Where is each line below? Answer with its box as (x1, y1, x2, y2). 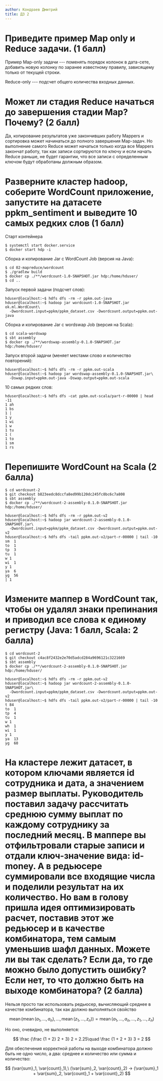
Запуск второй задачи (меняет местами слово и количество (5, 352, 131, 359)
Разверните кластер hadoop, (5, 176, 128, 187)
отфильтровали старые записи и (5, 840, 145, 851)
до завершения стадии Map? (5, 106, 128, 118)
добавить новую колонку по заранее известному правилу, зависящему (5, 64, 154, 70)
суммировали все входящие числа (5, 871, 156, 882)
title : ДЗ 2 (5, 12, 29, 17)
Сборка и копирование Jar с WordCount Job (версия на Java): (5, 256, 134, 262)
